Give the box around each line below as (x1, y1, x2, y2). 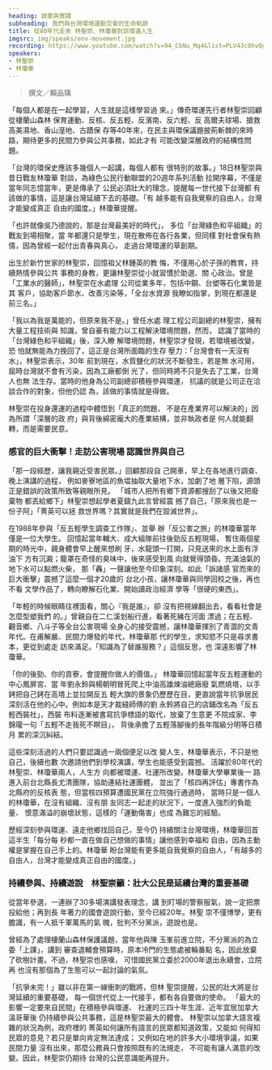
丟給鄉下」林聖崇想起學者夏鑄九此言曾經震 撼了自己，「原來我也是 (31, 496, 250, 506)
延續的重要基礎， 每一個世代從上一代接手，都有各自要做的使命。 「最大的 (15, 992, 261, 1002)
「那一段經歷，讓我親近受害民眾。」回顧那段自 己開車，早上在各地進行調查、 (8, 466, 262, 476)
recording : (8, 42, 45, 50)
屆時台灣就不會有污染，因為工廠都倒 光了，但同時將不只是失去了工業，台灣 (8, 366, 259, 376)
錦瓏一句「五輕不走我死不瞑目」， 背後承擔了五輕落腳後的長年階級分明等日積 (8, 720, 262, 729)
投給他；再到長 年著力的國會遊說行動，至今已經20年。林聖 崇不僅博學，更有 (8, 907, 263, 917)
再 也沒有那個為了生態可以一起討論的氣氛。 (8, 965, 152, 975)
